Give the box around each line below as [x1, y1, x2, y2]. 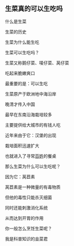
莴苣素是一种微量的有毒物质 [5, 184, 61, 190]
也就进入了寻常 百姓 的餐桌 [5, 153, 56, 159]
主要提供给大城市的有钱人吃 [5, 122, 61, 128]
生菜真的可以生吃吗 [5, 4, 63, 13]
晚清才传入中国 [5, 101, 35, 107]
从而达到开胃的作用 [5, 215, 44, 221]
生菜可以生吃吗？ [5, 49, 39, 55]
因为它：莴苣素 [5, 173, 35, 179]
